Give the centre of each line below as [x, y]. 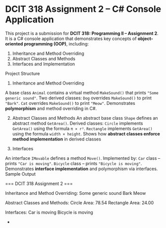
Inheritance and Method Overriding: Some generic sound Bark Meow [76, 193]
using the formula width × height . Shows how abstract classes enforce [86, 134]
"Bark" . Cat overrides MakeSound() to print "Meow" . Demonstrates [70, 103]
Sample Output [21, 174]
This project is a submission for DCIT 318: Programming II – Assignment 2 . [82, 33]
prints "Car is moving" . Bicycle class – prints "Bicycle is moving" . [74, 163]
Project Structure [23, 73]
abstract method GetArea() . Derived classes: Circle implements [78, 123]
